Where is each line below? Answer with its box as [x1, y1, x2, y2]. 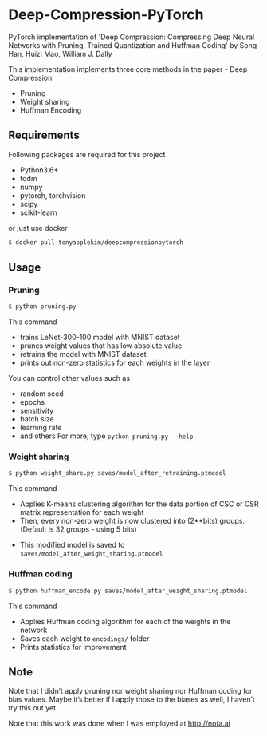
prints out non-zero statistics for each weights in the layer [19, 358, 210, 368]
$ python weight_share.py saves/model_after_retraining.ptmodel [8, 469, 226, 477]
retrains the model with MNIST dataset [19, 350, 147, 359]
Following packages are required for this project [8, 149, 166, 159]
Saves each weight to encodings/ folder [19, 633, 150, 643]
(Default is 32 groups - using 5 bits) [19, 524, 137, 534]
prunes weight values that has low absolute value [19, 341, 183, 350]
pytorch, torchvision [19, 190, 86, 200]
